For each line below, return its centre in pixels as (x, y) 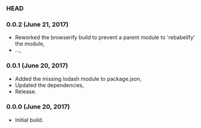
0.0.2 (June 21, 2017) (37, 24)
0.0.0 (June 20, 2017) (38, 107)
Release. (25, 92)
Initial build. (29, 120)
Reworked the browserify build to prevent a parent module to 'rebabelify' (105, 38)
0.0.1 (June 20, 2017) (37, 66)
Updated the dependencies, (49, 85)
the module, (30, 44)
